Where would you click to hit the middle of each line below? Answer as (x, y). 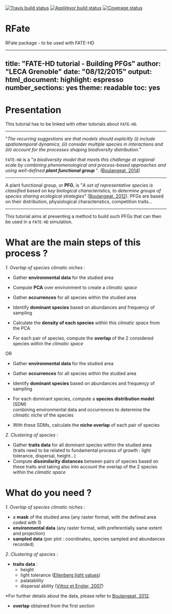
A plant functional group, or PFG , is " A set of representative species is (79, 185)
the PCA (21, 328)
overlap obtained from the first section (53, 606)
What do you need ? (49, 493)
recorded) (23, 544)
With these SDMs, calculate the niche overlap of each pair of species (86, 425)
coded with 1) (27, 523)
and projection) (29, 533)
